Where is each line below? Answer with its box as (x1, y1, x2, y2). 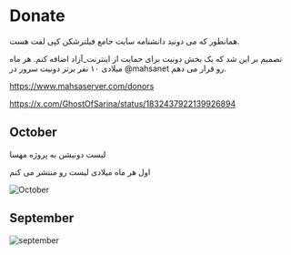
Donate (9, 5, 65, 26)
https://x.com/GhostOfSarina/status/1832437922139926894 (9, 97, 236, 109)
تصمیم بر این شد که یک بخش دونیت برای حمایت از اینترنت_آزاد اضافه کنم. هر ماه (9, 53, 283, 64)
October (9, 125, 57, 140)
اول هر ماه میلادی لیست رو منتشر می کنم (9, 166, 151, 178)
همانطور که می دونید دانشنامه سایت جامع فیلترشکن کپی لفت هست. (9, 36, 240, 46)
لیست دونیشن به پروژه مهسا (9, 148, 106, 159)
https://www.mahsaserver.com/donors (9, 80, 155, 91)
